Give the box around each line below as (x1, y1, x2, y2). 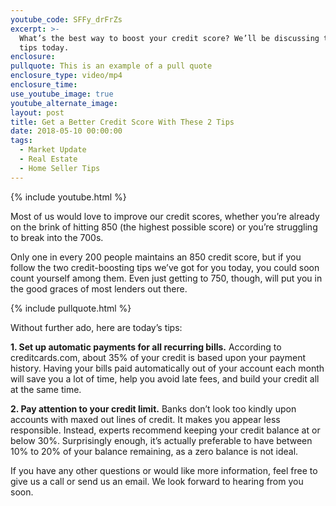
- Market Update (19, 145, 87, 155)
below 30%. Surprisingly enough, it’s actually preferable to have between (10, 434, 313, 446)
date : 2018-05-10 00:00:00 (10, 126, 123, 136)
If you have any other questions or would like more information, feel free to (10, 464, 318, 476)
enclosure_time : (10, 80, 78, 90)
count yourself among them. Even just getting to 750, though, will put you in (10, 272, 323, 284)
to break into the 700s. (10, 231, 104, 243)
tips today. (19, 42, 70, 53)
